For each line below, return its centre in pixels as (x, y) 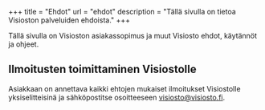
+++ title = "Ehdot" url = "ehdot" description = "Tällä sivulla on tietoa (122, 12)
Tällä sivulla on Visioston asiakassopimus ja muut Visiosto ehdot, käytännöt (133, 36)
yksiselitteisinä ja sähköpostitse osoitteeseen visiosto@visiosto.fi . (117, 97)
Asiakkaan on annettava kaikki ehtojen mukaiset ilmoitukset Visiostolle (124, 88)
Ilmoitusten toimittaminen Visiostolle (102, 69)
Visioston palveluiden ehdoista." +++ (69, 20)
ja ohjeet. (24, 44)
